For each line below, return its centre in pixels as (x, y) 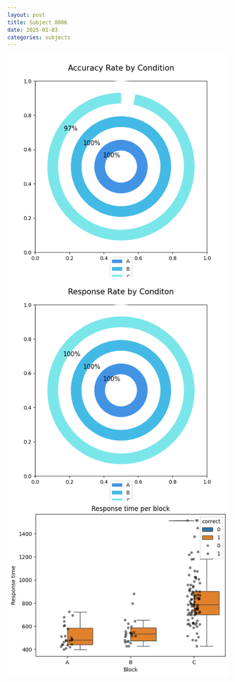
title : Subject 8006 (38, 22)
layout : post (26, 15)
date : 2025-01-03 (33, 30)
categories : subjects (39, 37)
